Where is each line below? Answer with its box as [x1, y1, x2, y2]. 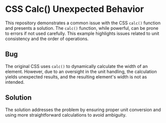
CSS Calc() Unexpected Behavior [5, 3, 144, 15]
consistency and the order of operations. [5, 36, 89, 42]
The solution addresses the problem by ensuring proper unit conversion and [5, 107, 161, 113]
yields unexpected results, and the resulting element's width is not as [5, 73, 147, 80]
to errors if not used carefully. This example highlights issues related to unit [5, 30, 160, 36]
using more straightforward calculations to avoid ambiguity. [5, 112, 127, 118]
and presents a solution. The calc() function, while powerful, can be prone [5, 25, 159, 31]
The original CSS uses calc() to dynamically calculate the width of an [5, 63, 148, 69]
